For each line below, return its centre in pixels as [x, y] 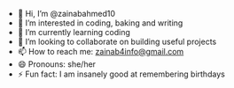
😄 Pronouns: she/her [56, 64]
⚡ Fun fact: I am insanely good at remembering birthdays [121, 74]
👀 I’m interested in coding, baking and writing [100, 23]
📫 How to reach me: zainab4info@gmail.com [101, 51]
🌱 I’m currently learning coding [74, 32]
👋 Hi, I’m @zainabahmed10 [66, 14]
